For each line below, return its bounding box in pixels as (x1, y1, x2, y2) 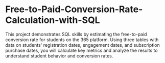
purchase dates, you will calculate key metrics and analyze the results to (5, 47, 158, 53)
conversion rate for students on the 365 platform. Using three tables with (5, 37, 159, 43)
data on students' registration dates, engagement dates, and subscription (5, 42, 160, 48)
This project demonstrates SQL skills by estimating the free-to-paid (5, 31, 147, 37)
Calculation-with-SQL (5, 14, 101, 26)
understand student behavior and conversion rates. (5, 52, 113, 59)
